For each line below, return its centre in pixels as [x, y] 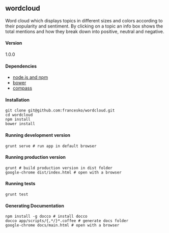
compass [22, 88]
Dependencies [21, 66]
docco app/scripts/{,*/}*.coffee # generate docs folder [67, 221]
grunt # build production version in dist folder [59, 168]
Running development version [38, 135]
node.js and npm [30, 77]
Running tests [20, 184]
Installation [17, 100]
